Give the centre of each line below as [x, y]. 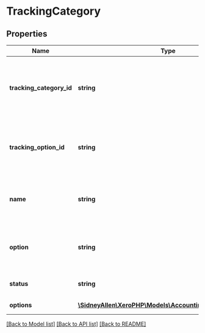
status [19, 284]
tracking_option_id [37, 147]
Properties [27, 34]
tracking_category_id [41, 88]
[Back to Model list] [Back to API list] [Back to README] [76, 324]
